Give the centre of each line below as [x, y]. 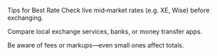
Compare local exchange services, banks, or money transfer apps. [105, 32]
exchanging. [26, 18]
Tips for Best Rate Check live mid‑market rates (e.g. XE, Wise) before [108, 10]
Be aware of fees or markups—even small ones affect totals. [96, 45]
